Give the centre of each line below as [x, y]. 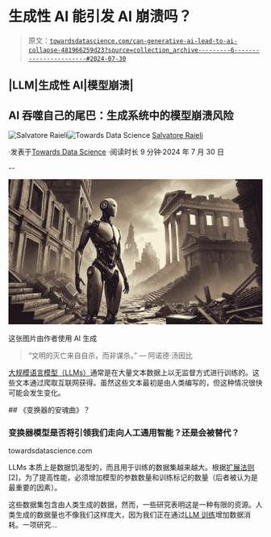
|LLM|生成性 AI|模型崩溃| [71, 85]
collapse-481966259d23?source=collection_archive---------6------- [144, 50]
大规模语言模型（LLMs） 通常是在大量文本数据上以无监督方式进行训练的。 [130, 373]
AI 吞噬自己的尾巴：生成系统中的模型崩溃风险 [121, 115]
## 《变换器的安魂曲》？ [49, 410]
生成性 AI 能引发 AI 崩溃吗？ [100, 17]
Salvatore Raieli [177, 135]
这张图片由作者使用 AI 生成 [53, 339]
